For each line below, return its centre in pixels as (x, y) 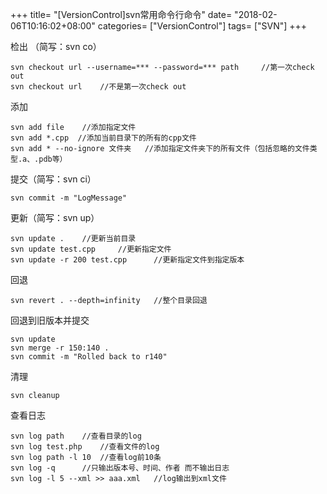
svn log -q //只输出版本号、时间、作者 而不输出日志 (120, 468)
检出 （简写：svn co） (56, 46)
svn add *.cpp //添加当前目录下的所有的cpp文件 (103, 138)
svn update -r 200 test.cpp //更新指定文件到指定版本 (127, 260)
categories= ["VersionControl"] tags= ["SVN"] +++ (202, 26)
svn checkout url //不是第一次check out (98, 87)
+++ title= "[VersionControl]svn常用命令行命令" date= (121, 14)
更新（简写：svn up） (55, 217)
